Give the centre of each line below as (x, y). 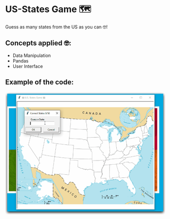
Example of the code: (40, 82)
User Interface (28, 66)
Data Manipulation (32, 55)
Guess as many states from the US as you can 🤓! (57, 27)
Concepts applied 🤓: (39, 43)
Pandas (21, 60)
